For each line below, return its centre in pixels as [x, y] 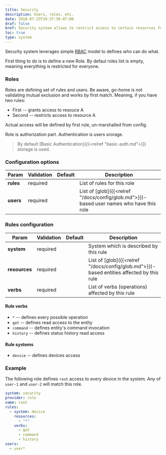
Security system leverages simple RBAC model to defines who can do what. [82, 51]
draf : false [17, 24]
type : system [19, 38]
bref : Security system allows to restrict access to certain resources [80, 28]
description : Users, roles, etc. [40, 14]
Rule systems [19, 344]
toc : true [15, 33]
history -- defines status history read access [58, 333]
